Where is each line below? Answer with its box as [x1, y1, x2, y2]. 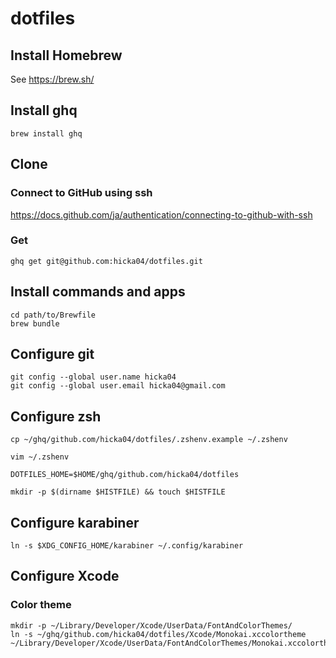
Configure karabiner [10, 514, 140, 531]
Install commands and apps [10, 283, 186, 301]
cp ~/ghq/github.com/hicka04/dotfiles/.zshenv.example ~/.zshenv [10, 435, 288, 445]
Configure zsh [10, 408, 102, 425]
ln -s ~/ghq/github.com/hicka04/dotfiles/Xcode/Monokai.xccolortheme [10, 629, 307, 639]
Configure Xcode [10, 568, 120, 585]
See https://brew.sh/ [10, 73, 95, 85]
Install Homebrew [10, 47, 123, 64]
